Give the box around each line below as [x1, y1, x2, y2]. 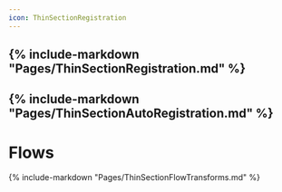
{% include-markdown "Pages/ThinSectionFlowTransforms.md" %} [8, 172, 260, 183]
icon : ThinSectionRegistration [8, 13, 127, 23]
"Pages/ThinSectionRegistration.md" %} [8, 61, 247, 77]
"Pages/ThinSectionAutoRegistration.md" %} [8, 106, 274, 121]
